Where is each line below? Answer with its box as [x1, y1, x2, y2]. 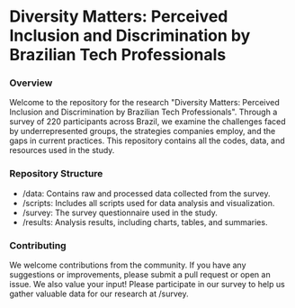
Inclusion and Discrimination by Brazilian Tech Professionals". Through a [9, 106, 278, 118]
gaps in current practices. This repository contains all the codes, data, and [9, 135, 285, 146]
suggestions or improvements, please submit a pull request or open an [9, 269, 272, 280]
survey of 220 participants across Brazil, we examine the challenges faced [9, 116, 286, 127]
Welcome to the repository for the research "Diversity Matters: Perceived [9, 97, 281, 108]
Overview [9, 77, 53, 89]
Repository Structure [9, 168, 103, 180]
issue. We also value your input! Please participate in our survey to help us [9, 279, 285, 290]
